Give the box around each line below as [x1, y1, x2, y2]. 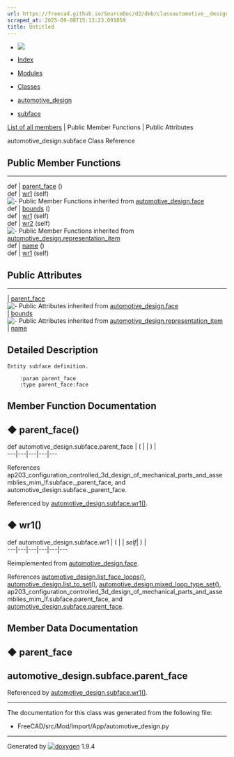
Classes [17, 82, 40, 91]
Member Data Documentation [7, 623, 139, 635]
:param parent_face [19, 375, 77, 382]
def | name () [7, 242, 45, 250]
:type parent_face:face [19, 381, 89, 388]
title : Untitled [7, 23, 54, 30]
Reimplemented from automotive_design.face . [7, 558, 139, 567]
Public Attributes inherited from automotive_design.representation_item [18, 317, 224, 325]
